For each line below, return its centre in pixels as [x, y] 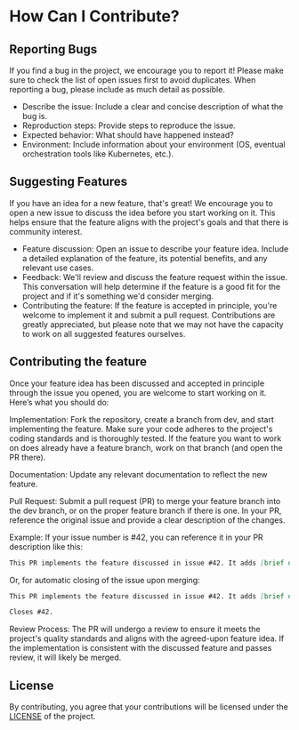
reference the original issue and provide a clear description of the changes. [147, 520]
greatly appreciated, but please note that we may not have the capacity [153, 324]
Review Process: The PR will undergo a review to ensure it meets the [135, 630]
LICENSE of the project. [53, 717]
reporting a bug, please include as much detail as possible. [117, 89]
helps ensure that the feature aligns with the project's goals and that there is [149, 222]
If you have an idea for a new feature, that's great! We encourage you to [141, 203]
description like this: [46, 546]
